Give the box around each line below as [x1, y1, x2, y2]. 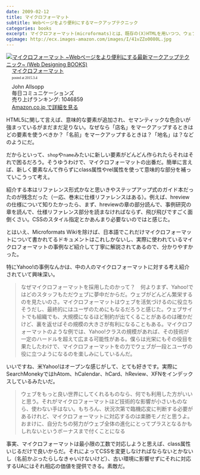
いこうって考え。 [11, 174, 54, 181]
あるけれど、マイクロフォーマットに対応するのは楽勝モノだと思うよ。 [20, 413, 193, 420]
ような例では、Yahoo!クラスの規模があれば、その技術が [52, 328, 189, 335]
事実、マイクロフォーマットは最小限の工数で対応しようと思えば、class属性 [6, 441, 191, 448]
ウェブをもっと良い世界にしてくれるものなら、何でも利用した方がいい [20, 391, 193, 398]
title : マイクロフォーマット [6, 14, 70, 20]
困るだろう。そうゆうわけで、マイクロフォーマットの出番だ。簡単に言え [16, 159, 193, 166]
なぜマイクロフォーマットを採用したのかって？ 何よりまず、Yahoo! [20, 284, 189, 291]
